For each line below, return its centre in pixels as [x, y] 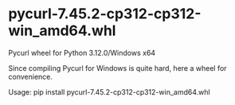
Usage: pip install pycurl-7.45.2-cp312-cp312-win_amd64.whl [109, 91]
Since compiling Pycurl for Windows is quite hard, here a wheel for [117, 68]
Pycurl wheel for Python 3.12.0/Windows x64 [82, 52]
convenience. [31, 76]
